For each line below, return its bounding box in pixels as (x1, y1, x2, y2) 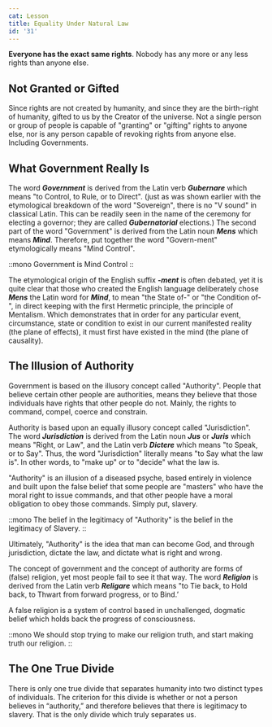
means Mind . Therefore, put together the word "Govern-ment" (8, 235, 218, 244)
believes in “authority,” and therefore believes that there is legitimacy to (8, 701, 248, 711)
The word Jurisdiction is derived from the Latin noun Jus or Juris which (8, 431, 252, 440)
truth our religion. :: (8, 638, 73, 648)
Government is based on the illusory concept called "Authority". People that (8, 380, 261, 391)
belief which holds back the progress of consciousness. (8, 614, 196, 624)
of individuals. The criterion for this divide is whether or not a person (8, 692, 238, 702)
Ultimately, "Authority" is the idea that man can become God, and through (8, 539, 255, 549)
